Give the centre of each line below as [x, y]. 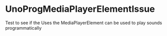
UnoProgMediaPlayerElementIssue [80, 9]
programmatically [23, 28]
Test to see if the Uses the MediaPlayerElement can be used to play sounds [84, 23]
